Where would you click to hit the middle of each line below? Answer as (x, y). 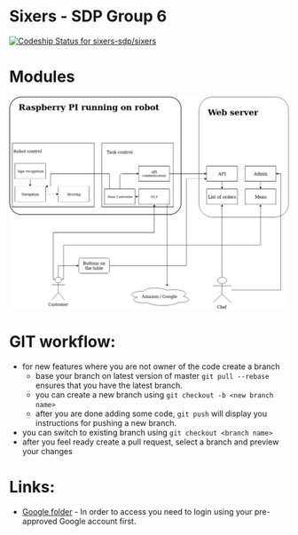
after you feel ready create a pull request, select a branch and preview (150, 442)
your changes (47, 452)
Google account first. (98, 522)
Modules (42, 77)
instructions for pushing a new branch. (106, 423)
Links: (32, 488)
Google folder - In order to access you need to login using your (137, 512)
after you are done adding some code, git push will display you (151, 413)
